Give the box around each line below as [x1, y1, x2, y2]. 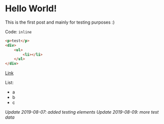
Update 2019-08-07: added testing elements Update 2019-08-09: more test [5, 109, 159, 115]
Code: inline [5, 29, 32, 34]
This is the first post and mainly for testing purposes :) [5, 19, 115, 25]
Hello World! [5, 3, 57, 14]
